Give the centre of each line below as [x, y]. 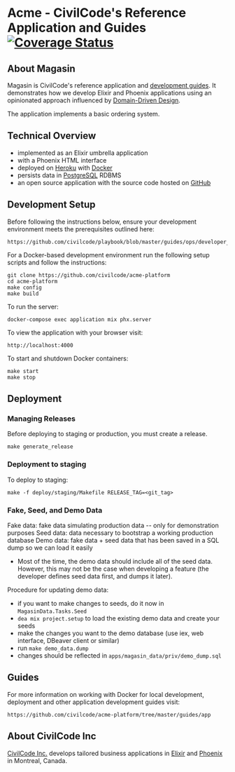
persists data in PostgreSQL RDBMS [69, 175]
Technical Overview [52, 136]
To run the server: [33, 306]
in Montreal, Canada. [37, 760]
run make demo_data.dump [53, 648]
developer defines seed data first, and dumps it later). [95, 576]
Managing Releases [41, 419]
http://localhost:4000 [40, 345]
